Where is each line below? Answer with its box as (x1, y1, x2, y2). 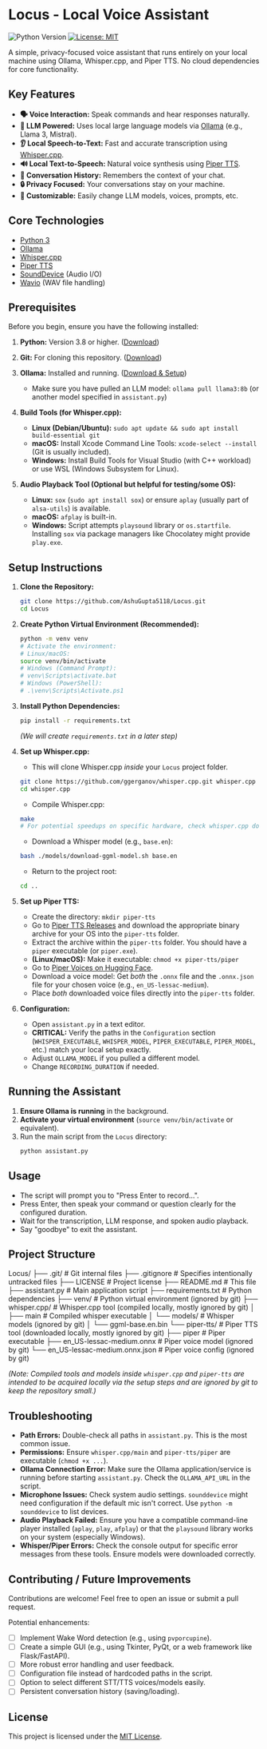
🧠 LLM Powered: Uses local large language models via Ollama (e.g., (19, 121, 243, 130)
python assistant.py (19, 1147, 88, 1155)
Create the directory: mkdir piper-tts (31, 912, 156, 922)
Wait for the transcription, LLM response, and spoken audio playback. (19, 1216, 249, 1226)
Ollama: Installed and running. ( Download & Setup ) (19, 368, 187, 378)
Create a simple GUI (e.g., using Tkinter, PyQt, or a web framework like (19, 1642, 253, 1652)
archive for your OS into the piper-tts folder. (31, 929, 179, 939)
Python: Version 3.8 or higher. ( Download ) (19, 337, 159, 347)
